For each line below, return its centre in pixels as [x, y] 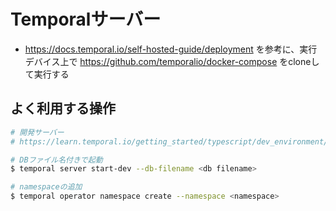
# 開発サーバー [37, 132]
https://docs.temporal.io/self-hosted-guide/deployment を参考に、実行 [171, 49]
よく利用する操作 [63, 108]
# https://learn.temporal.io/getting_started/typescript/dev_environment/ [169, 141]
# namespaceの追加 [46, 187]
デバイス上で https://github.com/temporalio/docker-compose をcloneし [172, 61]
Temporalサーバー [86, 19]
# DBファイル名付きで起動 [56, 160]
